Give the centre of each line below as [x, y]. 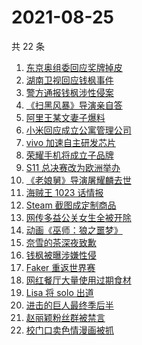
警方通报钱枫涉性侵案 [69, 92]
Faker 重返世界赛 [60, 267]
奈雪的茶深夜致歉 [61, 242]
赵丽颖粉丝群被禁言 [65, 317]
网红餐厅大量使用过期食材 [78, 280]
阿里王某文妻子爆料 [65, 117]
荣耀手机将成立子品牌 [69, 155]
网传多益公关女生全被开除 [78, 217]
